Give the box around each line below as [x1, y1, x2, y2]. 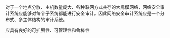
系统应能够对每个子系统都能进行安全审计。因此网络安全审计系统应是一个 [9, 10, 160, 16]
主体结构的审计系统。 [22, 17, 67, 22]
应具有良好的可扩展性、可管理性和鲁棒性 [5, 27, 90, 33]
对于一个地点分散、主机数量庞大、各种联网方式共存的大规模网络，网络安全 [5, 4, 160, 10]
